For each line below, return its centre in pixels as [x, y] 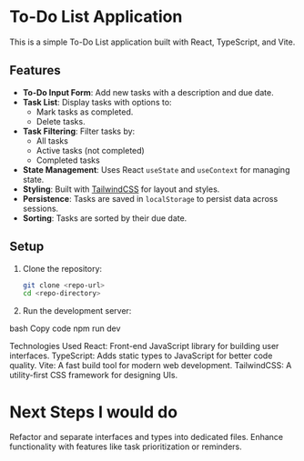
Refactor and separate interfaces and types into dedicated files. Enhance [147, 437]
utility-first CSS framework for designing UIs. [94, 376]
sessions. [41, 208]
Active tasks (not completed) [91, 150]
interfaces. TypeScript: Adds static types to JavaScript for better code [141, 356]
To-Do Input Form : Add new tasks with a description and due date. [148, 92]
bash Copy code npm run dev [65, 328]
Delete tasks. [61, 121]
